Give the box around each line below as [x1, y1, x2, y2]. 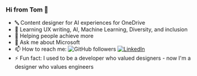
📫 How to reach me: [14, 45, 67, 53]
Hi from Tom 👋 [5, 5, 49, 14]
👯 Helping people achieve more [14, 33, 94, 40]
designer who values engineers [14, 63, 94, 71]
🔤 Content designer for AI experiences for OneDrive [14, 19, 146, 27]
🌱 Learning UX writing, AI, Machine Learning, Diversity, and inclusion [14, 26, 188, 33]
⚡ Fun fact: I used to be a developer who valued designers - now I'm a [14, 54, 192, 62]
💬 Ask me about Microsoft [14, 39, 81, 46]
